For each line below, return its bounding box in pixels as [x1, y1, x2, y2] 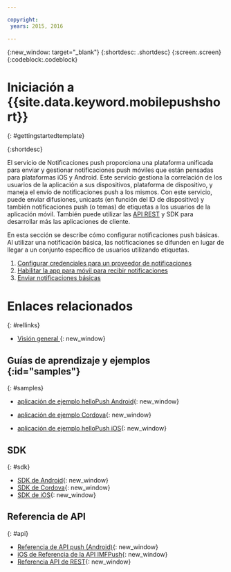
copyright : [7, 16, 39, 23]
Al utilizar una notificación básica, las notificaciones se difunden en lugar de [7, 239, 225, 247]
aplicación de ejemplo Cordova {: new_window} [17, 410, 152, 419]
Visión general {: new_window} [17, 334, 106, 343]
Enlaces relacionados [7, 298, 133, 314]
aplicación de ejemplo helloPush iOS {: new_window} [17, 424, 167, 433]
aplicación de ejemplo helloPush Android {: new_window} [17, 397, 180, 406]
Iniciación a [7, 79, 75, 95]
